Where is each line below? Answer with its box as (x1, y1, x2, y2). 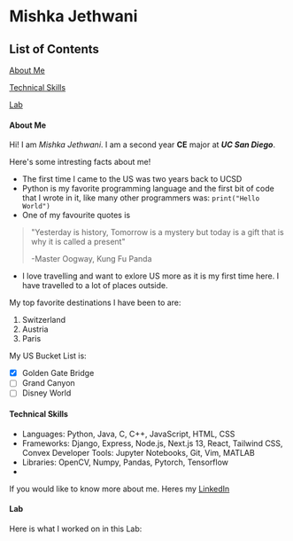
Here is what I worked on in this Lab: (9, 523, 143, 534)
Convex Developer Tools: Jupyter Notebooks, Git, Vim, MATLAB (21, 447, 255, 458)
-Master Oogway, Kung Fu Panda (30, 254, 152, 264)
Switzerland (21, 315, 66, 325)
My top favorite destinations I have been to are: (9, 297, 181, 308)
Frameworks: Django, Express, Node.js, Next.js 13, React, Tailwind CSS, (21, 437, 283, 449)
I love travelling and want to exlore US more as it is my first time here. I (21, 270, 280, 281)
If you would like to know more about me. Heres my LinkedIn (9, 483, 230, 494)
